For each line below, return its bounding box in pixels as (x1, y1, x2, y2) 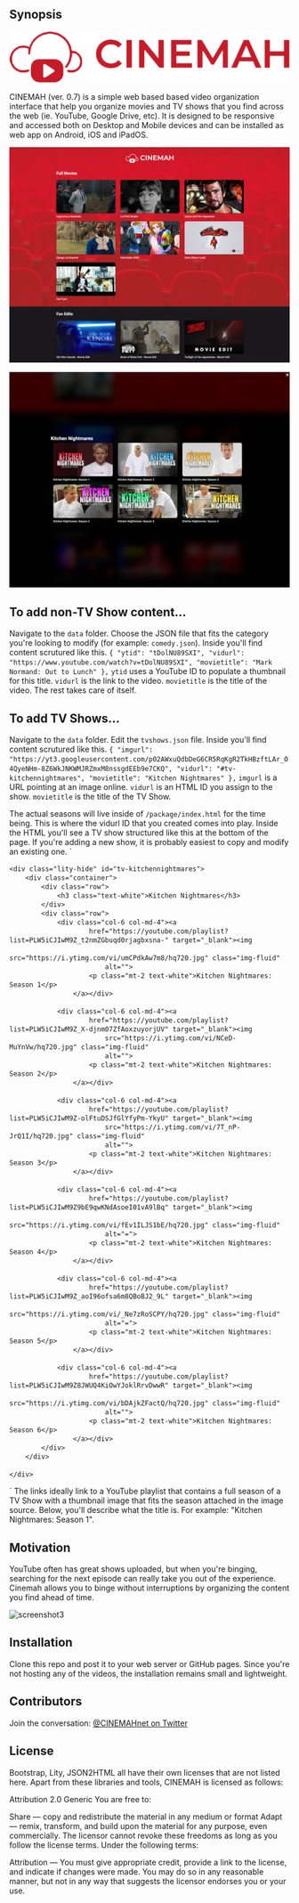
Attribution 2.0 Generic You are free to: (9, 1793, 151, 1804)
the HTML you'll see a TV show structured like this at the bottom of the (9, 827, 269, 838)
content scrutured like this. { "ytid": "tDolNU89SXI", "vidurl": (9, 647, 245, 658)
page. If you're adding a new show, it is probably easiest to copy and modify (9, 837, 289, 848)
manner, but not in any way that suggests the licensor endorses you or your (9, 1875, 287, 1886)
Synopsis (9, 7, 62, 22)
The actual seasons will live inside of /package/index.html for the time (9, 809, 266, 819)
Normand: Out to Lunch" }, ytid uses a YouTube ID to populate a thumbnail (9, 666, 287, 677)
